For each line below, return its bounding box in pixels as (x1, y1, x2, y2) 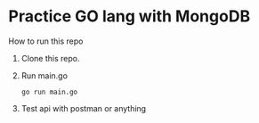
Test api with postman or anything (20, 102, 147, 113)
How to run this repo (8, 36, 84, 46)
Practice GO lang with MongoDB (8, 6, 251, 27)
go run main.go (20, 87, 78, 96)
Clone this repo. (20, 53, 80, 63)
